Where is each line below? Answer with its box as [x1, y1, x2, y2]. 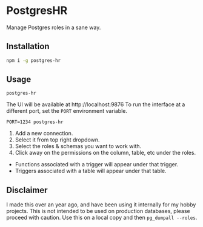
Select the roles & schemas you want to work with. [15, 143, 142, 150]
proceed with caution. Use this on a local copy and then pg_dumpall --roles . [6, 214, 198, 222]
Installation [6, 41, 50, 52]
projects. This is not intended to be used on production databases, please [6, 208, 190, 215]
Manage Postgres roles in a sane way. [6, 24, 101, 31]
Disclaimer [6, 185, 48, 195]
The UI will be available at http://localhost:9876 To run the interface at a [6, 101, 185, 108]
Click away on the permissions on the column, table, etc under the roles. [15, 149, 196, 157]
